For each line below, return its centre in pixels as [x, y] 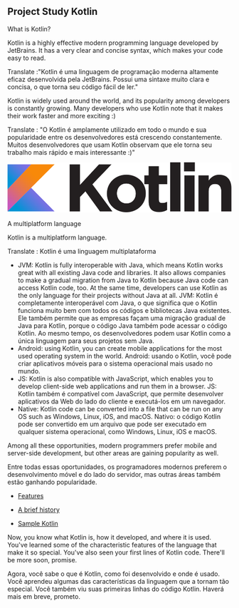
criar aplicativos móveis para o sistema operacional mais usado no [115, 364]
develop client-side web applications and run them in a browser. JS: [117, 386]
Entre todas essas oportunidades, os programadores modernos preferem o [117, 467]
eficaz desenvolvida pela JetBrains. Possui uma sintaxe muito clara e [108, 79]
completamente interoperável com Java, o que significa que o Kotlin [117, 303]
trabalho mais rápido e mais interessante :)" [71, 152]
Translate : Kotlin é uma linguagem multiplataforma [82, 251]
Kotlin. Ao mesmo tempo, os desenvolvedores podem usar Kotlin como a [124, 333]
